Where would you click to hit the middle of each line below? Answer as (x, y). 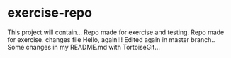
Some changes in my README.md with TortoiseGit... (84, 47)
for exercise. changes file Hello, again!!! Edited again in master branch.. (111, 39)
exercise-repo (50, 13)
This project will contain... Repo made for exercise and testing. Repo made (116, 32)
